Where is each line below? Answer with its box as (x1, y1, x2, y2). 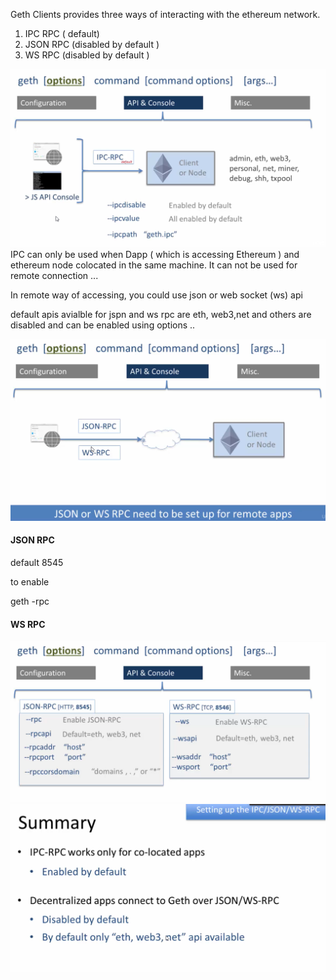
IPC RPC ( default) (24, 28, 100, 39)
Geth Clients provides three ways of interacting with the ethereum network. (10, 9, 321, 20)
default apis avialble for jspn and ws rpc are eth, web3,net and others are (10, 308, 312, 320)
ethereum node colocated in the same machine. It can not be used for (10, 259, 298, 271)
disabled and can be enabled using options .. (10, 319, 196, 331)
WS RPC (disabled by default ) (24, 49, 150, 61)
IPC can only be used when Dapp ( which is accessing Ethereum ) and (10, 248, 300, 260)
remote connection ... (10, 269, 99, 281)
